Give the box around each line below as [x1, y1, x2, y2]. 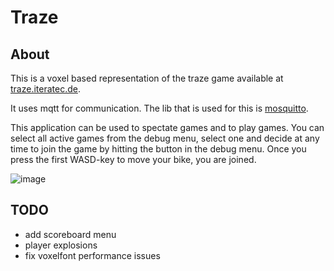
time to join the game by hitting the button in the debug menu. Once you [10, 143, 307, 155]
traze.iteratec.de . [10, 83, 81, 95]
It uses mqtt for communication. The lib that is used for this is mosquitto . [10, 102, 309, 114]
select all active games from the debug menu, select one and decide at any [10, 132, 320, 144]
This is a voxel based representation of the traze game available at [10, 72, 284, 84]
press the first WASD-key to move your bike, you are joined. [10, 154, 257, 165]
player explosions [24, 239, 98, 251]
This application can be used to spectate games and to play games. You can [10, 122, 325, 133]
